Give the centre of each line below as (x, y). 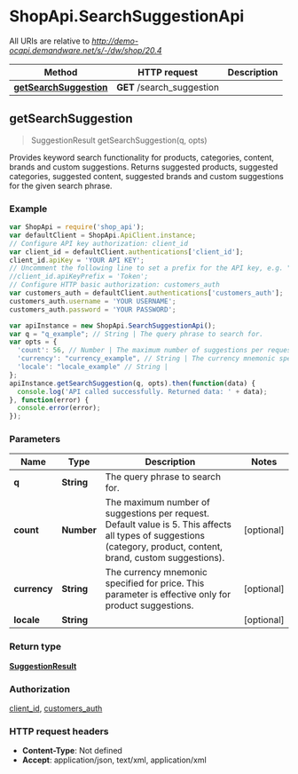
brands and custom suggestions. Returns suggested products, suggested (144, 167)
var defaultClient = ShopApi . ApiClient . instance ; (103, 235)
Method (61, 72)
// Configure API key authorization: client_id (99, 243)
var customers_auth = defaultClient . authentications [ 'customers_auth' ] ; (146, 293)
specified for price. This (155, 583)
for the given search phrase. (61, 186)
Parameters (35, 439)
